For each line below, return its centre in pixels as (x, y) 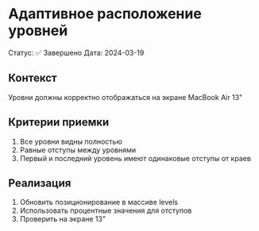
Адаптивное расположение (105, 14)
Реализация (40, 183)
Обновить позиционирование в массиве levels (99, 202)
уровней (38, 31)
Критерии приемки (59, 123)
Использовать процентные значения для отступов (106, 210)
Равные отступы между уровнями (78, 150)
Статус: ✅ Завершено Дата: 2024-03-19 (76, 52)
